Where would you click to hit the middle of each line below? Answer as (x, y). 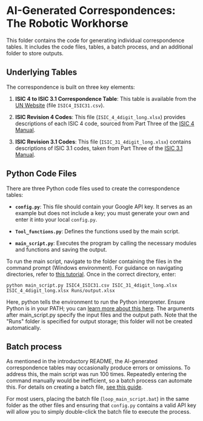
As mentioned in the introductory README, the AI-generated (82, 361)
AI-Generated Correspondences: (91, 11)
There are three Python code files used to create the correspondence (93, 188)
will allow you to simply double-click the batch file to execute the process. (98, 412)
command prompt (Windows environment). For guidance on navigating (95, 267)
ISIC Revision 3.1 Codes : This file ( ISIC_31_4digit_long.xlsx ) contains (103, 142)
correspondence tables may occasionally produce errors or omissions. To (98, 368)
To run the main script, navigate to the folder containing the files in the (94, 261)
